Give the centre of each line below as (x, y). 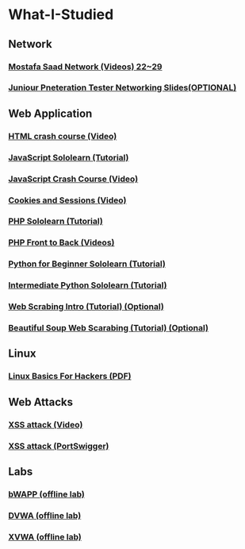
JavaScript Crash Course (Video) (73, 179)
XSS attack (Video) (46, 424)
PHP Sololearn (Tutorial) (56, 222)
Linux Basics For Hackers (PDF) (70, 377)
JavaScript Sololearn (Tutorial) (69, 157)
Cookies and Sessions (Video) (67, 200)
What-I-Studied (61, 15)
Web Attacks (41, 402)
